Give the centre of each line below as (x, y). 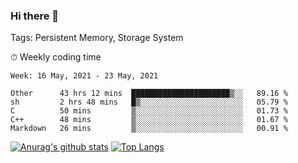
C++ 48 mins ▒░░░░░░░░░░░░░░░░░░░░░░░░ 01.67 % (149, 120)
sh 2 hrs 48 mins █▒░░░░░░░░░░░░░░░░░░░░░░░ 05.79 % (149, 102)
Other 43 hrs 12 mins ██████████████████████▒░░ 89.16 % (149, 94)
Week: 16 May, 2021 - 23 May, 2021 (84, 76)
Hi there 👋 (35, 16)
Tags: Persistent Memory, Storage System (97, 38)
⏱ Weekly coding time (56, 57)
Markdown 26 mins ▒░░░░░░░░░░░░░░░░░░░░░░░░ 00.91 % (149, 129)
